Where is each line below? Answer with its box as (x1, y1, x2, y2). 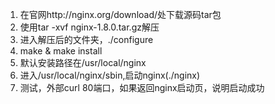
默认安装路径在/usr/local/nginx (19, 57, 147, 68)
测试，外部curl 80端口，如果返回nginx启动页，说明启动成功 (19, 82, 265, 93)
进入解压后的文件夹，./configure (19, 34, 154, 45)
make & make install (19, 45, 103, 57)
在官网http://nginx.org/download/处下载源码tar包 (19, 9, 222, 20)
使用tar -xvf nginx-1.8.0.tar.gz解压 (19, 21, 160, 33)
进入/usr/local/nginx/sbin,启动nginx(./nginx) (19, 69, 201, 81)
